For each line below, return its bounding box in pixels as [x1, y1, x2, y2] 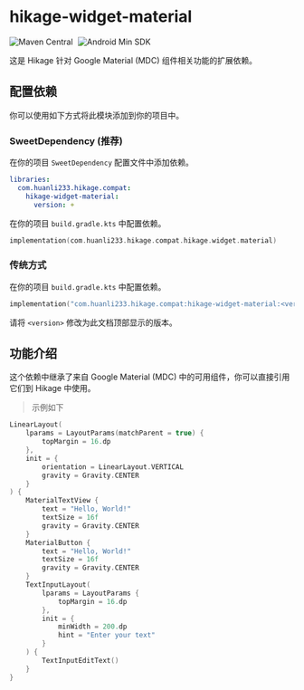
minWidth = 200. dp [57, 622, 128, 631]
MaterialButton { [25, 538, 91, 547]
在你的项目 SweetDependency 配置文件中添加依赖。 [9, 157, 195, 168]
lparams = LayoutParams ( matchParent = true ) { [25, 428, 204, 438]
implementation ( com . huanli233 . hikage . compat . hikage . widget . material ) [9, 235, 278, 245]
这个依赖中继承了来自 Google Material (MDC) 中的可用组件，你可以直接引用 [9, 371, 290, 382]
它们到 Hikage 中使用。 [9, 383, 96, 394]
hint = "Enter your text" [57, 631, 156, 640]
